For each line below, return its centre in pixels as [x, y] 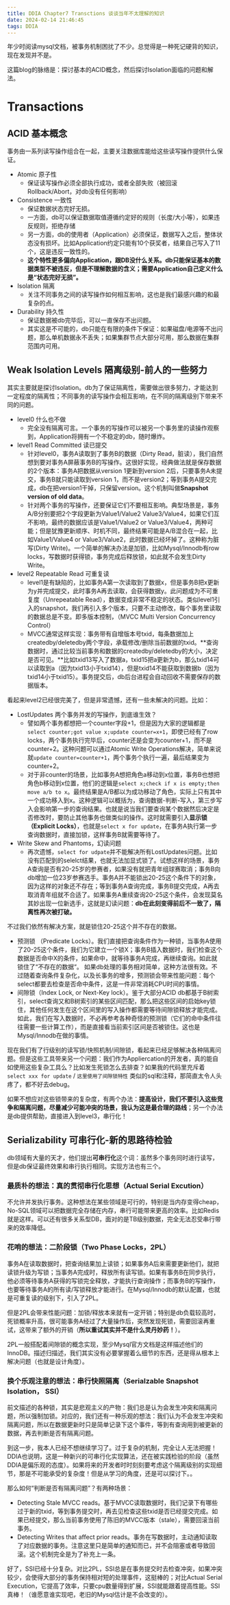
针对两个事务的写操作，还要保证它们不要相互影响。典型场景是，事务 [123, 505]
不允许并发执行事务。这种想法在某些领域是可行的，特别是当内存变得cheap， [115, 1202]
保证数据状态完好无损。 [60, 209]
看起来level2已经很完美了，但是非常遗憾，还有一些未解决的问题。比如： [108, 700]
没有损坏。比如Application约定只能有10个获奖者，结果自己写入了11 [127, 243]
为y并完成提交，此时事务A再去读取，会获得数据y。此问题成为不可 [119, 591]
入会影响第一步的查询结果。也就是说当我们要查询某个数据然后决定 [120, 809]
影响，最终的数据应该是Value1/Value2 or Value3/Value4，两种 [120, 522]
